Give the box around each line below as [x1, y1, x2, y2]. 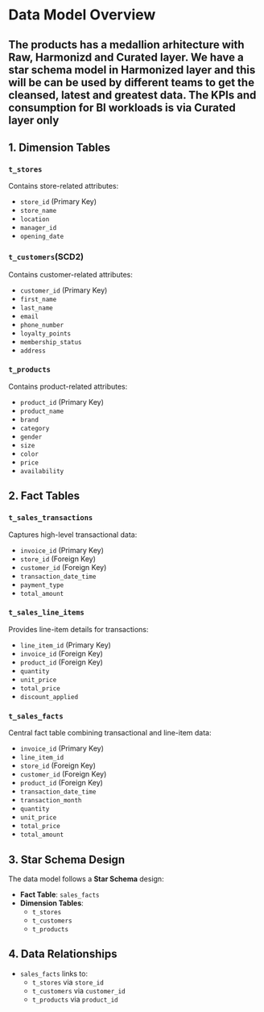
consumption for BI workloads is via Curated [8, 101, 236, 115]
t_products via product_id [31, 994, 118, 1004]
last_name [19, 304, 54, 312]
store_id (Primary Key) [19, 197, 97, 206]
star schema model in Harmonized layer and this [8, 63, 256, 77]
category [19, 424, 50, 432]
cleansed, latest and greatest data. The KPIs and [8, 88, 257, 102]
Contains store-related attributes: [8, 181, 119, 191]
